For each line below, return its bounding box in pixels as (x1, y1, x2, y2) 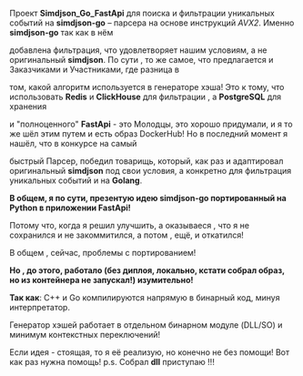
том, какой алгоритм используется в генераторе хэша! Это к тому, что (9, 82, 285, 92)
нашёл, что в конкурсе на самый (9, 138, 137, 148)
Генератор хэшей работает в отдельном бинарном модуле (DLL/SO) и (9, 320, 283, 330)
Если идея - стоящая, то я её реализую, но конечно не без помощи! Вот (9, 347, 289, 358)
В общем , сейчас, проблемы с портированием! (9, 248, 197, 258)
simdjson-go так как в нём (9, 27, 114, 37)
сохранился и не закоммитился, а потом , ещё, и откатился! (9, 229, 244, 240)
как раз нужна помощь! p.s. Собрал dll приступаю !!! (9, 357, 216, 367)
